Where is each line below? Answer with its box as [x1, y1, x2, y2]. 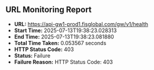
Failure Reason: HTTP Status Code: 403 [14, 58, 113, 65]
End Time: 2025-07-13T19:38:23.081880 [14, 33, 114, 40]
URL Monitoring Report [5, 5, 92, 15]
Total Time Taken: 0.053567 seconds [14, 39, 107, 46]
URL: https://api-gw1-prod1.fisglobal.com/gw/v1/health [14, 20, 149, 27]
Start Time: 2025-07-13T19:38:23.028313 [14, 27, 117, 34]
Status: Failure [14, 52, 51, 59]
